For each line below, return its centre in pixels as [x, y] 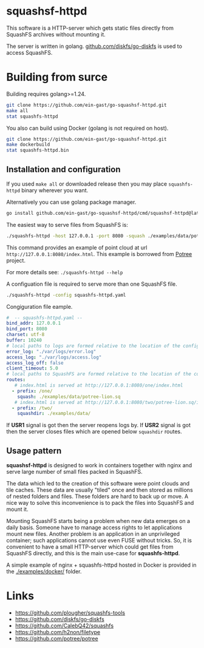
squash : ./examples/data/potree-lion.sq [69, 397]
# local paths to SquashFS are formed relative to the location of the [99, 374]
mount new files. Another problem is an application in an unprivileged [93, 534]
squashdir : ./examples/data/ [54, 414]
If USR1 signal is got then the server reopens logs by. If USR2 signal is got [99, 425]
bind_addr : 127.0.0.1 [34, 323]
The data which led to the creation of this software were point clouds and [98, 484]
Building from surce [57, 77]
